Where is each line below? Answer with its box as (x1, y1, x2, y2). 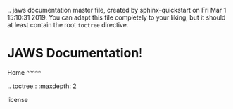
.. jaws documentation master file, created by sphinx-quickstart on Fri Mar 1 (7, 6, 227, 14)
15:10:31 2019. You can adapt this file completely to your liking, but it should (7, 13, 226, 22)
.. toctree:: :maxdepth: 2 (7, 82, 77, 90)
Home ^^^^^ (7, 68, 42, 76)
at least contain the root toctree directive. (7, 21, 129, 29)
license (7, 95, 28, 103)
